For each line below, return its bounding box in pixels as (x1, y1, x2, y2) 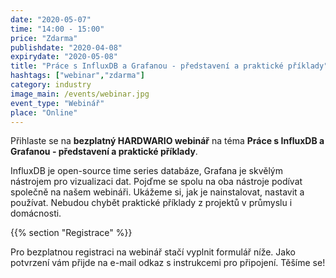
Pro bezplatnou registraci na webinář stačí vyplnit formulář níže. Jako (10, 246, 296, 258)
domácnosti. (10, 207, 62, 220)
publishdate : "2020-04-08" (10, 42, 123, 53)
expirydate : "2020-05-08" (10, 52, 118, 62)
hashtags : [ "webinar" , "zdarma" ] (10, 71, 145, 81)
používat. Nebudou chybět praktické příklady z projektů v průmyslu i (10, 197, 293, 209)
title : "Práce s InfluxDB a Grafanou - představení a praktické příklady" (10, 61, 329, 71)
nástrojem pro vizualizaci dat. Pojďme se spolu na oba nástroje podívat (10, 176, 303, 188)
